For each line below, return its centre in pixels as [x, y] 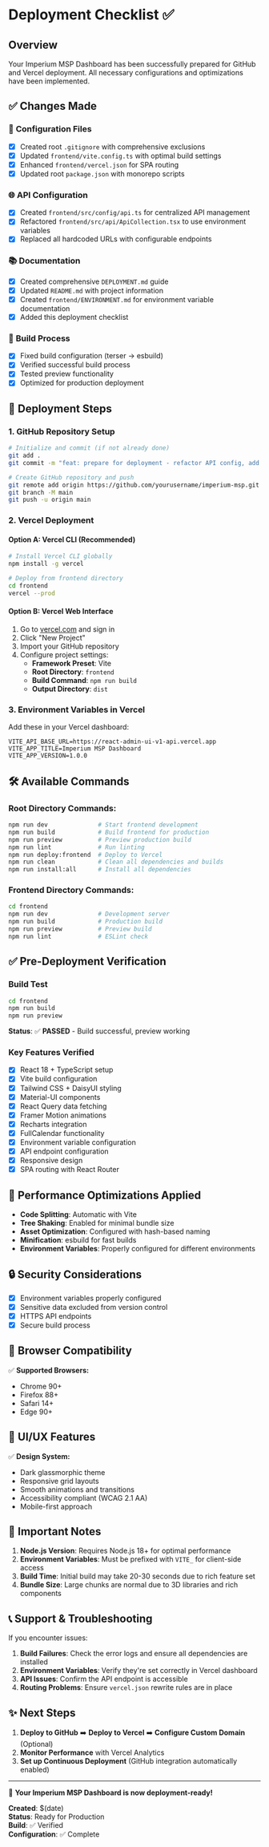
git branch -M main [41, 492]
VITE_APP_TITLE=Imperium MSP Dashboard [75, 749]
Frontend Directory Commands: [71, 890]
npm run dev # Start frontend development [103, 825]
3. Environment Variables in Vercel [77, 709]
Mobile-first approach [56, 1506]
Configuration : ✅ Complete [54, 1834]
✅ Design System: [39, 1456]
